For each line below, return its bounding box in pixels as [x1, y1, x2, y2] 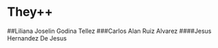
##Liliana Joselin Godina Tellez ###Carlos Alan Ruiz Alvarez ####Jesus [7, 27, 212, 35]
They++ [7, 4, 54, 20]
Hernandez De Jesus [7, 34, 67, 42]
